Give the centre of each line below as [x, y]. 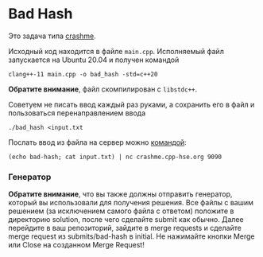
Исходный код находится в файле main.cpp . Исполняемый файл [116, 51]
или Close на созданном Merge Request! [76, 245]
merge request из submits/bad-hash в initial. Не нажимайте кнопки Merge [131, 236]
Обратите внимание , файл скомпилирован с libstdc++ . [103, 89]
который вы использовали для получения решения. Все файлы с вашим [131, 203]
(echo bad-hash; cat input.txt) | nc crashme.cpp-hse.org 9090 [115, 157]
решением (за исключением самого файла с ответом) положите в [121, 211]
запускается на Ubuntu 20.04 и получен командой [94, 60]
